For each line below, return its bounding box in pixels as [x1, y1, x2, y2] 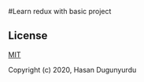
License [8, 29, 48, 42]
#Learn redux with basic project [8, 7, 112, 16]
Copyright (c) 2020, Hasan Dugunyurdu [8, 65, 137, 74]
